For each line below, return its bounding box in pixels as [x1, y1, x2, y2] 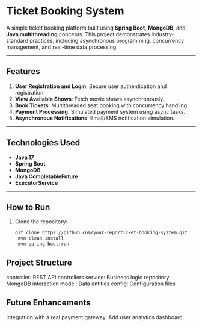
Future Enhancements [6, 297, 91, 308]
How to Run [6, 202, 50, 212]
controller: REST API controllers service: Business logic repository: [6, 273, 171, 281]
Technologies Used [6, 137, 80, 148]
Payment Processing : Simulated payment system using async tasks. [14, 108, 186, 115]
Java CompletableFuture [14, 173, 78, 180]
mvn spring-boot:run [17, 241, 69, 248]
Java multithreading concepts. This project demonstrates [6, 30, 150, 37]
